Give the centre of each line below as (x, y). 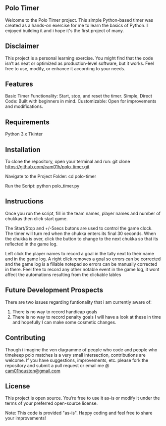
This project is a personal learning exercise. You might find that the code (79, 58)
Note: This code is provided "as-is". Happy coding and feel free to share (79, 413)
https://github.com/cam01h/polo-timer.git (47, 167)
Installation (23, 150)
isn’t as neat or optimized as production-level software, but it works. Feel (80, 63)
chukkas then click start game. (36, 218)
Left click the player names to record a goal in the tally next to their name (80, 253)
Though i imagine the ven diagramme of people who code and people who (81, 350)
